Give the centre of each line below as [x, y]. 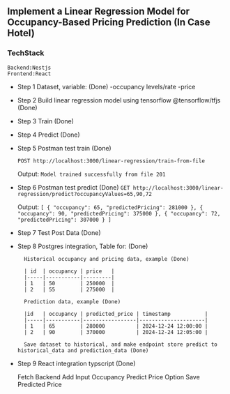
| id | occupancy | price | [69, 271]
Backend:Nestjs [29, 68]
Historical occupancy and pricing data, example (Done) [107, 259]
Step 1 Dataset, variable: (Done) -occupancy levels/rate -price [106, 86]
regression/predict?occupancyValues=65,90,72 [84, 194]
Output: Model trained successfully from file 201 [91, 174]
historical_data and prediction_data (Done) [83, 350]
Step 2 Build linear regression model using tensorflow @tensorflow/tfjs [119, 100]
